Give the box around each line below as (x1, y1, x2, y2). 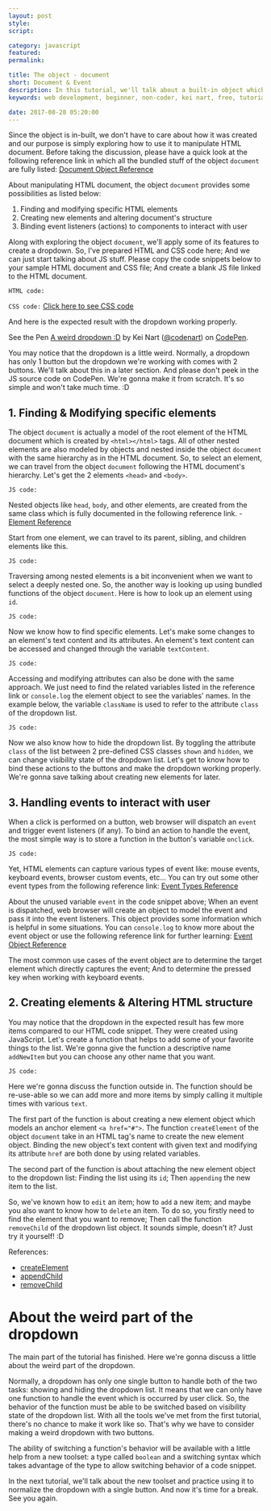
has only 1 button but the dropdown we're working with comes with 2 (8, 357, 238, 367)
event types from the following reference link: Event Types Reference (8, 881, 239, 891)
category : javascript (8, 41, 81, 49)
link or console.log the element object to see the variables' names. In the (8, 691, 252, 701)
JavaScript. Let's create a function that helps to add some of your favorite (8, 1035, 254, 1044)
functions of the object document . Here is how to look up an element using (8, 589, 252, 598)
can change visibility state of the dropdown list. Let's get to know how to (8, 755, 250, 765)
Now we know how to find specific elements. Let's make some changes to (8, 627, 256, 636)
